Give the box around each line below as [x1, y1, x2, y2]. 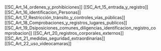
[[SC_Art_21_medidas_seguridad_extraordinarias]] [4, 35, 105, 41]
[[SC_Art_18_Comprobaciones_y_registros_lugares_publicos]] [4, 20, 127, 25]
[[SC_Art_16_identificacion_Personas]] [4, 9, 81, 15]
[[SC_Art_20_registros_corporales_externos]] [33, 30, 124, 36]
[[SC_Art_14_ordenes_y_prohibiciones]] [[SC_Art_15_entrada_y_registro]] [4, 4, 148, 10]
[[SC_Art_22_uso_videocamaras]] [4, 41, 72, 46]
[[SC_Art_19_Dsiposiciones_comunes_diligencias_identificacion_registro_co [4, 25, 156, 31]
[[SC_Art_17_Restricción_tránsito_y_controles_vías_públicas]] [4, 15, 126, 20]
